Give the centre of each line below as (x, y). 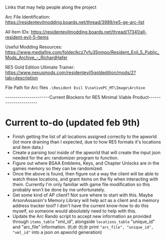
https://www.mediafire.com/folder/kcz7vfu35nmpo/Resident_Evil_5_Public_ (82, 52)
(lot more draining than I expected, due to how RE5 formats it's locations (86, 141)
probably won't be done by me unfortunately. (59, 189)
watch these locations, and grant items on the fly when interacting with (85, 179)
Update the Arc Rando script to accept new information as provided (82, 216)
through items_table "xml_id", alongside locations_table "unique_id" (83, 221)
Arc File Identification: (28, 17)
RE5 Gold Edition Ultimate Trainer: (40, 67)
